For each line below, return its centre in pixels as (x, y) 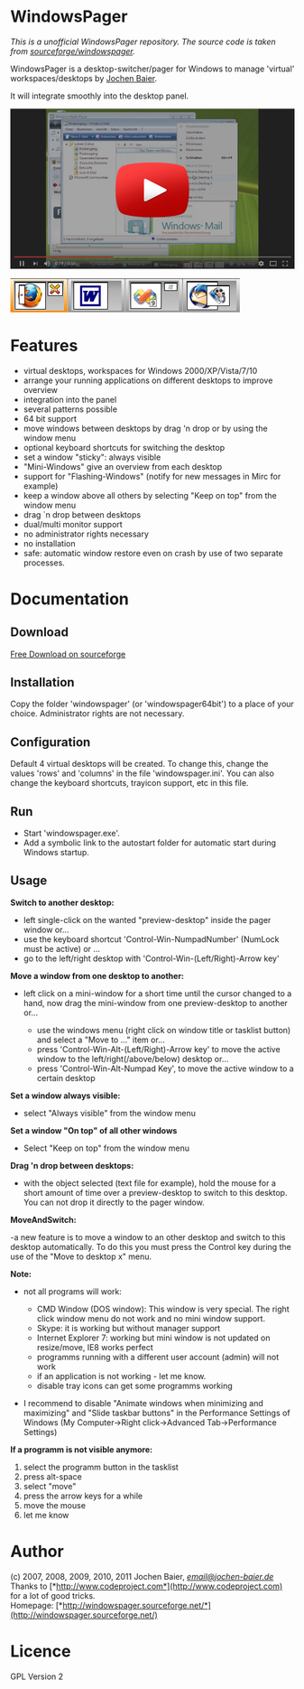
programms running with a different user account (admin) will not (158, 1357)
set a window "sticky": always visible (92, 457)
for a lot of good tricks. (53, 1595)
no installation (49, 543)
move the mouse (55, 1505)
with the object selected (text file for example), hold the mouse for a (149, 1183)
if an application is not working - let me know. (121, 1376)
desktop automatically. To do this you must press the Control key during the (151, 1246)
